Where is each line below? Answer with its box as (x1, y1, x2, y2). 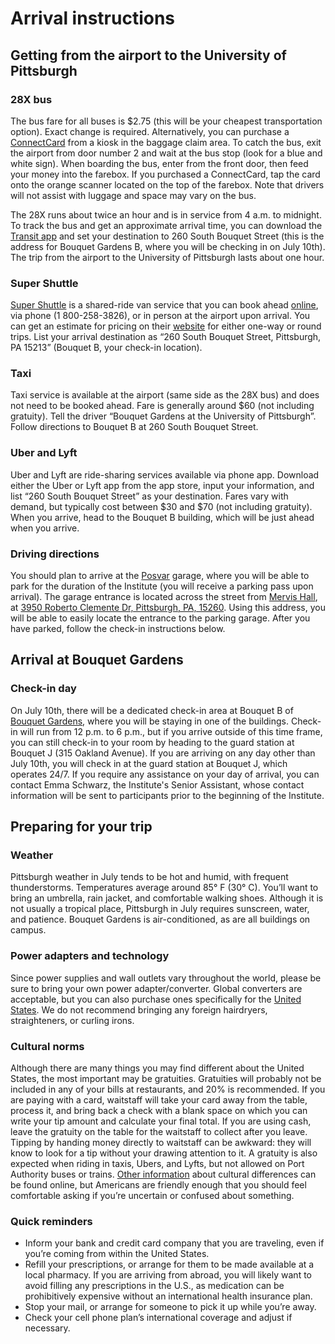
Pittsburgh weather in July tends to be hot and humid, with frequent (10, 871, 289, 883)
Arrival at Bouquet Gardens (10, 652, 184, 669)
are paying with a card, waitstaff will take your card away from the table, (10, 1094, 308, 1106)
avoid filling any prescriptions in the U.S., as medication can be (24, 1280, 285, 1292)
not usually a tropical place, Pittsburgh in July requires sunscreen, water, (10, 903, 310, 915)
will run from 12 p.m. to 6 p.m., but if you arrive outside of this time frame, (19, 725, 323, 737)
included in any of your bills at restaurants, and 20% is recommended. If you (10, 1083, 326, 1096)
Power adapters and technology (10, 949, 170, 963)
